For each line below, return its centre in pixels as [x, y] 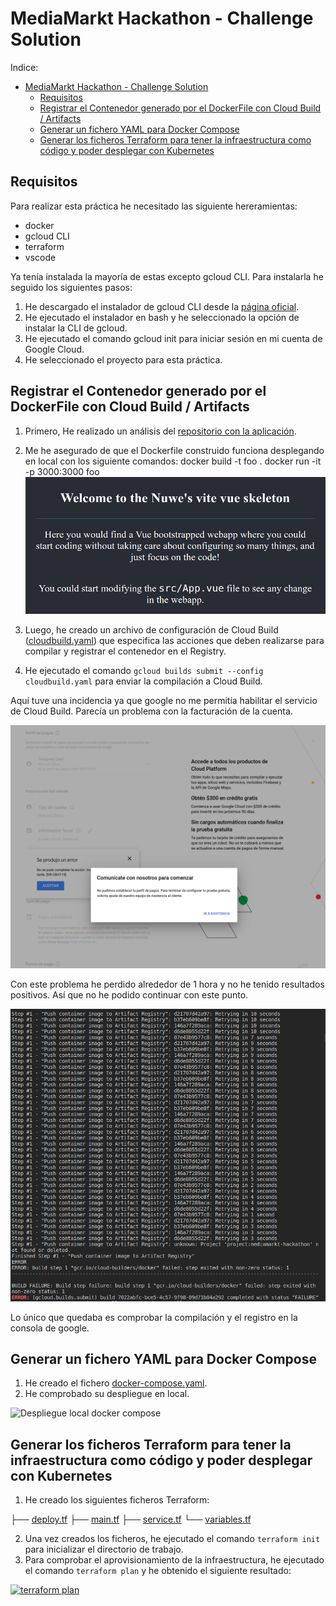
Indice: [24, 67]
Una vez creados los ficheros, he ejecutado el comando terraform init [172, 1539]
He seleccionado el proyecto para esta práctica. [123, 359]
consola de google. [50, 1328]
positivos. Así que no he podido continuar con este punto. [129, 995]
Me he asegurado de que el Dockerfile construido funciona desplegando [174, 450]
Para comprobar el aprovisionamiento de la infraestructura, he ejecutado [174, 1560]
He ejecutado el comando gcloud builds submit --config [144, 671]
